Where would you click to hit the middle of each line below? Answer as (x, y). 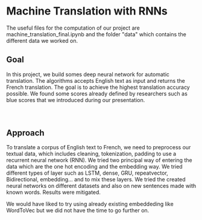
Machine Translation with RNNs (87, 11)
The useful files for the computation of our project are (73, 28)
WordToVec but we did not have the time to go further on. (78, 210)
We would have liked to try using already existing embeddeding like (90, 204)
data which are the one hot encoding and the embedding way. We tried (94, 167)
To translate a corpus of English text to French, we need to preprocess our (99, 147)
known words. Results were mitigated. (54, 192)
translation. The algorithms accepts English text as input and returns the (96, 80)
